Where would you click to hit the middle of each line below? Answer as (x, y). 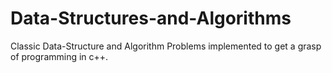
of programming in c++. (59, 56)
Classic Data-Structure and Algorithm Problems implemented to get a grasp (166, 46)
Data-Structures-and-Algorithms (151, 18)
